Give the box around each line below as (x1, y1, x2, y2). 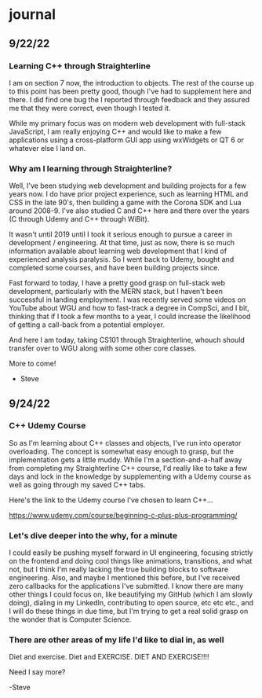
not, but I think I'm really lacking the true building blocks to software (9, 564, 229, 575)
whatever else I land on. (9, 143, 86, 152)
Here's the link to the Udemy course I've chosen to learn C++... (9, 495, 213, 505)
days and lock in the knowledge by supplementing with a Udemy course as (9, 472, 252, 481)
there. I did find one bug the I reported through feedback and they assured (9, 94, 250, 104)
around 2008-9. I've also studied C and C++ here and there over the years (9, 206, 249, 215)
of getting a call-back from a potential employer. (9, 320, 166, 329)
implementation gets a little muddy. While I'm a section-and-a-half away (9, 454, 242, 465)
